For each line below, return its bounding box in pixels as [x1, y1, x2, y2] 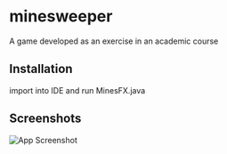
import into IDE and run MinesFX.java [9, 85, 146, 95]
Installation [9, 61, 73, 77]
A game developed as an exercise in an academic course [9, 36, 219, 46]
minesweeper [9, 6, 113, 27]
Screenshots [9, 111, 82, 126]
